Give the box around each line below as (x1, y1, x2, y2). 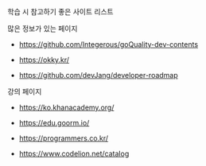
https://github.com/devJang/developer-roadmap (18, 71, 178, 79)
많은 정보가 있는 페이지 (7, 24, 78, 33)
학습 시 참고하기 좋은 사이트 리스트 (7, 7, 114, 16)
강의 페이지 (7, 87, 42, 96)
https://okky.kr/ (18, 55, 69, 64)
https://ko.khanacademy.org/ (18, 102, 115, 112)
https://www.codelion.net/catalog (18, 149, 130, 158)
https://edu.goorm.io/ (18, 118, 90, 127)
